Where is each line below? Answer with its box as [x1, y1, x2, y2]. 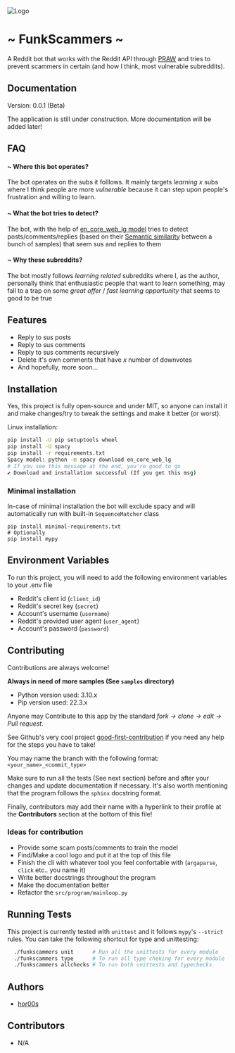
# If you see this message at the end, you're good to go [7, 462, 181, 469]
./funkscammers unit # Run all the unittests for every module [13, 948, 219, 955]
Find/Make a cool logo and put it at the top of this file [17, 850, 171, 859]
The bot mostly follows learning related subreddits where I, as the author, [7, 271, 220, 279]
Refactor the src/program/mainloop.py [17, 888, 128, 897]
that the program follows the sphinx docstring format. [7, 788, 162, 797]
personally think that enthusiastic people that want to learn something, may [7, 279, 226, 287]
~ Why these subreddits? [7, 256, 83, 264]
